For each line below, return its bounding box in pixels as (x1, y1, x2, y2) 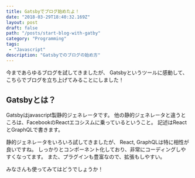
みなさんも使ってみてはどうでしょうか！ (6, 166, 104, 173)
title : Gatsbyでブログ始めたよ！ (6, 8, 80, 15)
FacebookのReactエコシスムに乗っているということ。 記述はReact (26, 119, 187, 126)
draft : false (6, 25, 38, 31)
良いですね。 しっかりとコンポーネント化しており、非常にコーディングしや (6, 146, 186, 153)
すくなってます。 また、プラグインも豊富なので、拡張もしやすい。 (6, 153, 166, 160)
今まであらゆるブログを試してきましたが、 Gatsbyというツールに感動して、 (6, 69, 188, 76)
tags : (6, 42, 19, 47)
